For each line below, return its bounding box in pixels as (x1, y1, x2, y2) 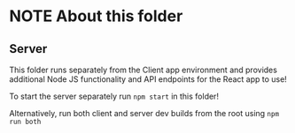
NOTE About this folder (9, 6, 183, 26)
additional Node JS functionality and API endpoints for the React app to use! (9, 74, 288, 85)
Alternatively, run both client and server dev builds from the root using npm (9, 108, 280, 118)
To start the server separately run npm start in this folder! (9, 91, 220, 101)
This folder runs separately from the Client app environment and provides (9, 64, 277, 75)
